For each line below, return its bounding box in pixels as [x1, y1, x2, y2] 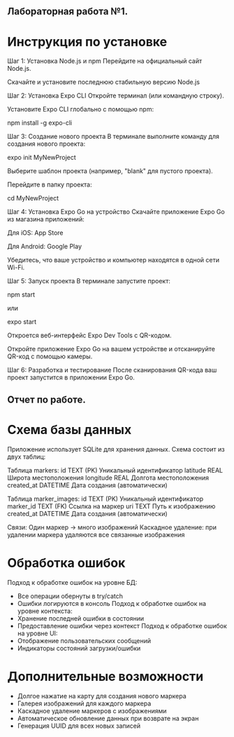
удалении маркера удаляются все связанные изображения [7, 530, 185, 539]
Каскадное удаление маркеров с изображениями [17, 706, 167, 715]
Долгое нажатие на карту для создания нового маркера [17, 691, 187, 700]
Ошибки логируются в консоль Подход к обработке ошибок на [17, 599, 207, 607]
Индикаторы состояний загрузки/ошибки [17, 644, 141, 652]
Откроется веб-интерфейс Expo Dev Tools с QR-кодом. [7, 331, 173, 339]
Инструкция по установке [7, 34, 168, 50]
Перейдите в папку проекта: [7, 180, 92, 189]
